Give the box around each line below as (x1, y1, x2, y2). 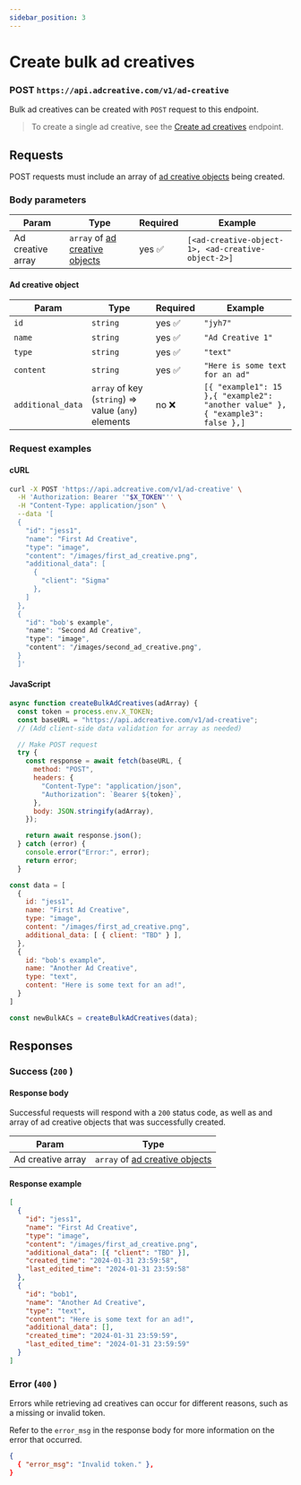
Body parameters (9, 194, 87, 206)
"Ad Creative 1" (203, 332, 273, 343)
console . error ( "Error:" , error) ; (25, 848, 150, 857)
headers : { (32, 773, 74, 782)
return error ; (25, 856, 78, 865)
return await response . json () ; (25, 831, 142, 841)
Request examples (9, 443, 92, 455)
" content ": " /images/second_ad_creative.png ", (25, 643, 202, 652)
